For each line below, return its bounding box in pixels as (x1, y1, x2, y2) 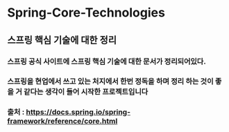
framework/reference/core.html (7, 116, 118, 126)
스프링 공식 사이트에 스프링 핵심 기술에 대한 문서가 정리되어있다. (7, 57, 206, 66)
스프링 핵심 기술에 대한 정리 (7, 34, 117, 46)
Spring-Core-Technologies (7, 5, 165, 21)
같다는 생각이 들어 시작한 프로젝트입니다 (23, 87, 149, 97)
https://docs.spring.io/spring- (26, 107, 130, 117)
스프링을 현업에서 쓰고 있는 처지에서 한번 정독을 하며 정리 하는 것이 (7, 77, 214, 86)
